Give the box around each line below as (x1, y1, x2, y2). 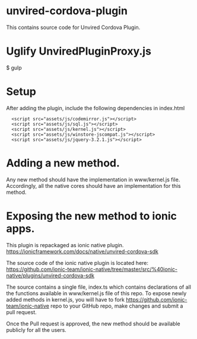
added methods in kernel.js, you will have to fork (6, 296, 125, 303)
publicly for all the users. (6, 326, 66, 333)
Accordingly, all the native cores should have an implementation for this (6, 182, 181, 189)
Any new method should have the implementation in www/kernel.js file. (6, 176, 180, 183)
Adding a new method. (6, 156, 120, 170)
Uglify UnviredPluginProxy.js (6, 44, 151, 58)
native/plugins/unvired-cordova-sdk (6, 271, 95, 279)
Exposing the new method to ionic (6, 209, 177, 223)
